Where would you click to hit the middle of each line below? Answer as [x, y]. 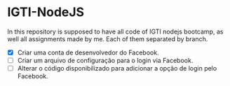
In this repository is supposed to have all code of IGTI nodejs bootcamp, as [115, 31]
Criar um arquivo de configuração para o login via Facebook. [105, 60]
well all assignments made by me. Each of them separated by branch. [108, 38]
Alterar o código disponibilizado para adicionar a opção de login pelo [117, 69]
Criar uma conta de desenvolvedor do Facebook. [88, 52]
